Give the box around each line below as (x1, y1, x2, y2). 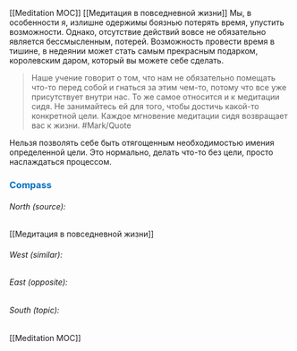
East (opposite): (9, 277, 69, 287)
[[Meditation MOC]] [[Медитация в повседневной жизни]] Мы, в (9, 8, 252, 18)
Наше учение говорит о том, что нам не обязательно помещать (30, 73, 276, 83)
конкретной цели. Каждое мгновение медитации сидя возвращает (30, 111, 288, 121)
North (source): (9, 201, 66, 211)
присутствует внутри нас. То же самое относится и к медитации (30, 91, 280, 102)
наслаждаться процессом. (9, 157, 112, 167)
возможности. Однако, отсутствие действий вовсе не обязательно (9, 27, 267, 37)
